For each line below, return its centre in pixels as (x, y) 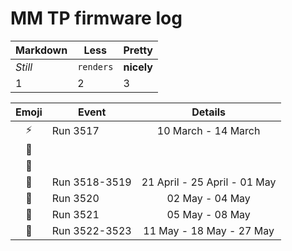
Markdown (41, 50)
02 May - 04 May (208, 198)
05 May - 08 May (208, 214)
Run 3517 (75, 131)
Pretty (138, 50)
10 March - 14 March (208, 131)
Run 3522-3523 (91, 230)
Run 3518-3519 (91, 182)
